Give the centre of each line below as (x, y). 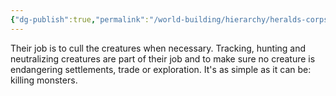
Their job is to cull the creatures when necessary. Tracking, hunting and (158, 48)
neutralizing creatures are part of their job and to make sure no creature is (163, 58)
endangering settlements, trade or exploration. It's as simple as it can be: (161, 69)
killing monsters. (44, 80)
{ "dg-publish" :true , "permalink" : (80, 19)
